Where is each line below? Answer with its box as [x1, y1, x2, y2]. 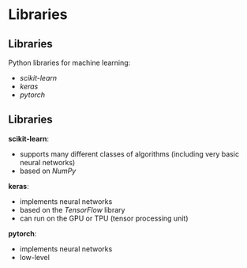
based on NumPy [19, 166, 77, 176]
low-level [19, 252, 50, 262]
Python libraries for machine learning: [8, 58, 131, 67]
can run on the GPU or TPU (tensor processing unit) [19, 213, 189, 223]
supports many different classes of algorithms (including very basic [19, 149, 239, 159]
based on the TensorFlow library [19, 205, 125, 214]
